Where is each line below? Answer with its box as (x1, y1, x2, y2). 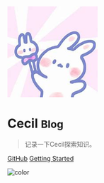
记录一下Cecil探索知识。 (24, 140, 96, 148)
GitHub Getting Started (7, 154, 74, 162)
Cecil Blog (7, 115, 64, 132)
